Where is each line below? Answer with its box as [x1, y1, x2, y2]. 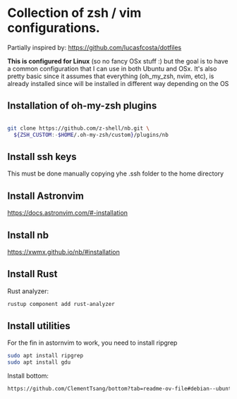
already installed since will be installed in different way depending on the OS [7, 79, 229, 87]
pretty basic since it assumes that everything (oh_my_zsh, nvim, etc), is [7, 72, 214, 80]
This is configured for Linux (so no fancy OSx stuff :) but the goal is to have [7, 56, 229, 65]
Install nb [7, 229, 49, 241]
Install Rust [7, 268, 58, 280]
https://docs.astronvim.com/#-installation [7, 209, 128, 217]
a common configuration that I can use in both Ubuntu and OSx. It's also [7, 64, 217, 73]
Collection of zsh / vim [7, 5, 142, 21]
